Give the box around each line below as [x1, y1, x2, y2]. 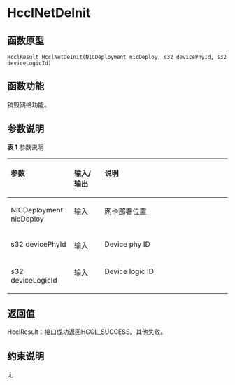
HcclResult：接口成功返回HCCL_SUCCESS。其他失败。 [7, 327, 166, 336]
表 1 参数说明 [7, 142, 44, 151]
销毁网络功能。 [7, 100, 50, 109]
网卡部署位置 [104, 206, 147, 216]
